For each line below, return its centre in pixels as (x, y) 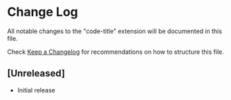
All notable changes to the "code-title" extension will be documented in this (115, 31)
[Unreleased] (36, 73)
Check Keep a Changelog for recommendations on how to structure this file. (116, 52)
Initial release (36, 90)
